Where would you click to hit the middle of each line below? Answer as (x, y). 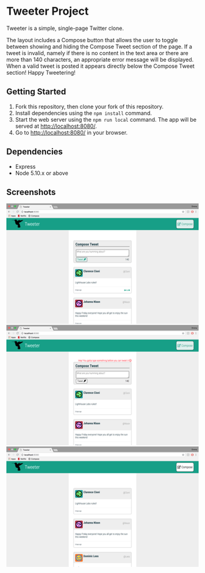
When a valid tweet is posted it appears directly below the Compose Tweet (101, 66)
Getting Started (36, 92)
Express (25, 166)
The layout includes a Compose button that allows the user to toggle (92, 40)
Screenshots (31, 192)
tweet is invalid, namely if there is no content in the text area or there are (97, 53)
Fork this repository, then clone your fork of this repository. (89, 106)
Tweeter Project (48, 11)
